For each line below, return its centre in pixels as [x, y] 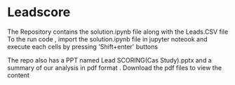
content [19, 75]
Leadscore [39, 12]
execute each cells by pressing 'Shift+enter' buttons [83, 46]
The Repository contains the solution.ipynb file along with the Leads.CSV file [118, 32]
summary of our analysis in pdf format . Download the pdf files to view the [115, 67]
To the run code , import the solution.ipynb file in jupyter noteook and [107, 39]
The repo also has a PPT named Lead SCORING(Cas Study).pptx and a [109, 60]
